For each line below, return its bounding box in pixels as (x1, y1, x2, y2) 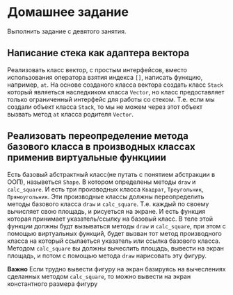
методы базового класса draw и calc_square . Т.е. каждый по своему (7, 199, 209, 208)
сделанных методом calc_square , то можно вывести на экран (7, 272, 191, 280)
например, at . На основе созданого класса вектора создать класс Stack (7, 81, 224, 89)
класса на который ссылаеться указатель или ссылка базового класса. (7, 237, 220, 245)
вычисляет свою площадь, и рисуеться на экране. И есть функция (7, 207, 206, 215)
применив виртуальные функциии (7, 152, 167, 164)
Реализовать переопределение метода (7, 130, 189, 142)
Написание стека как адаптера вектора (7, 47, 190, 59)
